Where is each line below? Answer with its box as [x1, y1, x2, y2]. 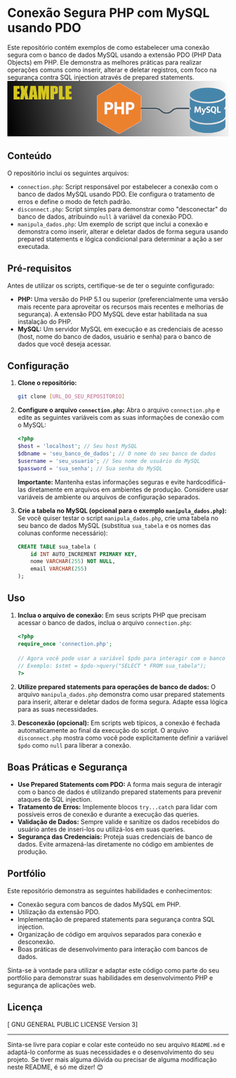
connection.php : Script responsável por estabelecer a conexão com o [17, 182, 218, 191]
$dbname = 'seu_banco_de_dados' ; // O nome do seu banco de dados [17, 450, 216, 457]
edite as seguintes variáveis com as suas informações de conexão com [17, 413, 224, 422]
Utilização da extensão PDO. [17, 907, 100, 916]
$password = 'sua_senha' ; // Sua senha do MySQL [17, 465, 163, 472]
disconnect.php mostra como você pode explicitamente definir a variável [17, 733, 228, 743]
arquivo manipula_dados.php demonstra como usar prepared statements [17, 691, 225, 699]
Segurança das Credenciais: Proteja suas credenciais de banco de [17, 832, 213, 841]
